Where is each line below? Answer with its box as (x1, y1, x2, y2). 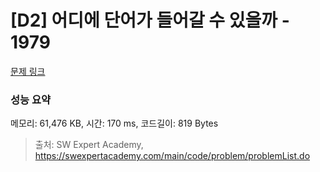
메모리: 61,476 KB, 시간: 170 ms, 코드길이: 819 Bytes (10, 117, 219, 130)
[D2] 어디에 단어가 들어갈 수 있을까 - (10, 9, 290, 32)
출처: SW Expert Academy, (34, 139, 144, 151)
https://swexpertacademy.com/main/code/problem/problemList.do (34, 150, 311, 162)
